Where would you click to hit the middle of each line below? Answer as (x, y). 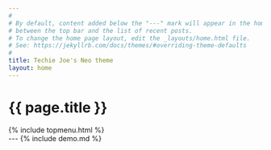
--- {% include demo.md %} (55, 138)
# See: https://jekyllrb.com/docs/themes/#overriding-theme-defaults (128, 46)
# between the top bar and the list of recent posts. (101, 30)
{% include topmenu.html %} (56, 130)
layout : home (30, 68)
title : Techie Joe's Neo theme (61, 61)
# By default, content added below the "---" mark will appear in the (129, 23)
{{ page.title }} (58, 107)
